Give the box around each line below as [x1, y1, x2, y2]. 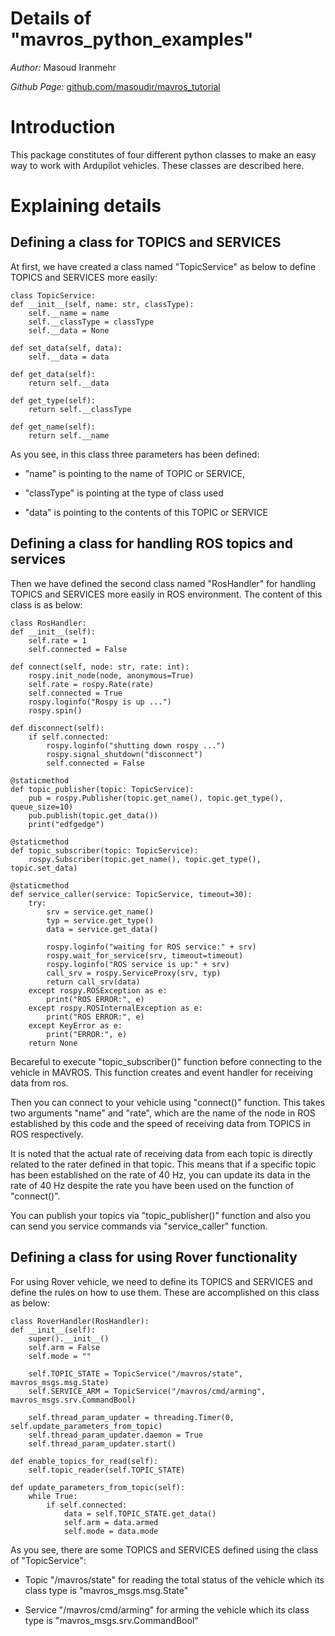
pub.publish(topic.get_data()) [28, 810, 159, 821]
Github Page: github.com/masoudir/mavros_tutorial [10, 80, 221, 92]
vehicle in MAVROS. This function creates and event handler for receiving [10, 1066, 313, 1078]
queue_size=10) [10, 802, 74, 812]
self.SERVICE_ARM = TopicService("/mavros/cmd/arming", [28, 1386, 267, 1396]
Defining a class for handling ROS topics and [10, 535, 294, 552]
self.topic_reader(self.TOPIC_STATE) [28, 1465, 186, 1475]
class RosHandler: [10, 618, 87, 628]
